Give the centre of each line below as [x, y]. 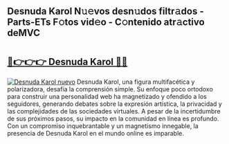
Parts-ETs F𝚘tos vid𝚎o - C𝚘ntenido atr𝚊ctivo [106, 22]
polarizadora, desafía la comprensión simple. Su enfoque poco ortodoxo [110, 89]
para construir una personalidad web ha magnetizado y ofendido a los [107, 97]
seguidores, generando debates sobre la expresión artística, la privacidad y [115, 104]
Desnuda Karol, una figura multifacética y [136, 82]
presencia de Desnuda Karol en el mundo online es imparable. [96, 133]
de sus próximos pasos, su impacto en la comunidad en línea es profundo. [113, 118]
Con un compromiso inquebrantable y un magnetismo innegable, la [103, 126]
